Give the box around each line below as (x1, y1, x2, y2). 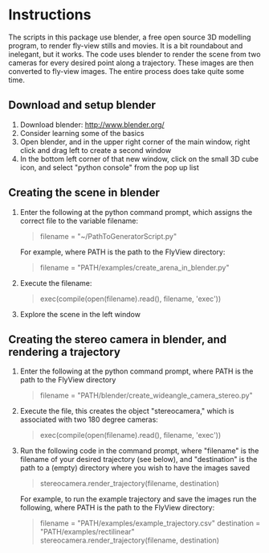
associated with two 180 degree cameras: (19, 415, 158, 424)
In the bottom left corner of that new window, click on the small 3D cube (19, 154, 259, 163)
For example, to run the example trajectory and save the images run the (19, 494, 257, 504)
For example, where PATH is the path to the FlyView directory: (19, 247, 226, 257)
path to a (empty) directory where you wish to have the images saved (19, 463, 251, 473)
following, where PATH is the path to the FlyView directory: (19, 503, 215, 513)
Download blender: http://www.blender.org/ (19, 119, 165, 130)
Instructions (8, 6, 92, 24)
